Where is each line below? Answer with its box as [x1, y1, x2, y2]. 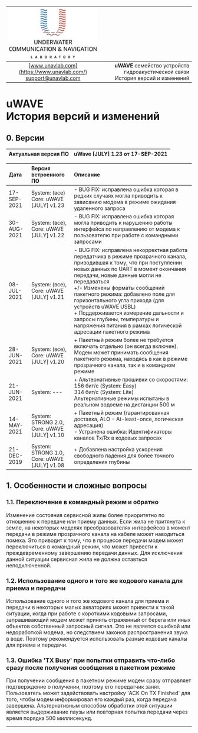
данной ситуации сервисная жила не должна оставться [6, 556, 147, 563]
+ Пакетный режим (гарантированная [74, 409, 170, 416]
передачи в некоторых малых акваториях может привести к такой [6, 604, 175, 611]
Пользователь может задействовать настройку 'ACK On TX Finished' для [6, 690, 190, 697]
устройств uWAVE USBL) [74, 303, 137, 310]
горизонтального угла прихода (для [74, 296, 164, 303]
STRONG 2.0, [31, 418, 64, 426]
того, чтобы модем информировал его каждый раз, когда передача [6, 696, 177, 703]
